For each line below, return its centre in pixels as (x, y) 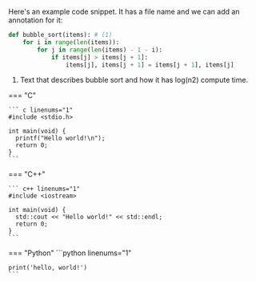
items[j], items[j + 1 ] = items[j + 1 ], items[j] (150, 65)
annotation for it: (36, 20)
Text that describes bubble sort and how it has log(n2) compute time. (134, 80)
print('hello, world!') (48, 268)
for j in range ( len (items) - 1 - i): (100, 50)
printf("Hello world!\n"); (60, 138)
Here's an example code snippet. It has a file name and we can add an (124, 12)
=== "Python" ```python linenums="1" (70, 253)
